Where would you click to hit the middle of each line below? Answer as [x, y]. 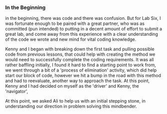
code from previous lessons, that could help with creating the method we [80, 54]
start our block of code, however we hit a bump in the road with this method [83, 76]
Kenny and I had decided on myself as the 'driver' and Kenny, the [72, 86]
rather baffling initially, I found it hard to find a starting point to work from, [81, 65]
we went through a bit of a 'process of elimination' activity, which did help [81, 70]
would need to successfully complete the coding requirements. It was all [80, 60]
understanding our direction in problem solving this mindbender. [71, 107]
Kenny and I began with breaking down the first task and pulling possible [80, 49]
